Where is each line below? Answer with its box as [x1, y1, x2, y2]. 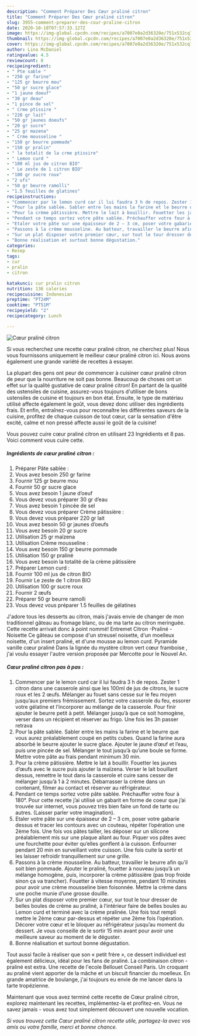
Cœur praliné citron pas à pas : [6, 664, 84, 671]
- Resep [6, 248, 26, 254]
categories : [6, 242, 36, 249]
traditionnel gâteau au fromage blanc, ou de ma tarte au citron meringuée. [6, 619, 185, 626]
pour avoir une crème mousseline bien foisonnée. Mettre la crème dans [15, 883, 188, 890]
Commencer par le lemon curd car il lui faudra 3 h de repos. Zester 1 [15, 678, 180, 685]
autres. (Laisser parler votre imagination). [15, 809, 115, 816]
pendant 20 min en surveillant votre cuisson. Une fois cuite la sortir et [15, 846, 183, 853]
